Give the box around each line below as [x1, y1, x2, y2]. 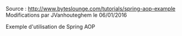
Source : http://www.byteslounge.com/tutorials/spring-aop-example [5, 5, 176, 12]
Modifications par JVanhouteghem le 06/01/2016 [5, 11, 128, 19]
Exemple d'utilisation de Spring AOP [5, 23, 96, 30]
